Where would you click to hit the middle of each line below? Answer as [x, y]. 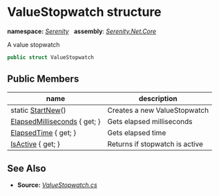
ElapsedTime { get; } [44, 132]
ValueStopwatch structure [84, 12]
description [158, 98]
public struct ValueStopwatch [51, 57]
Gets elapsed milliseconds [150, 121]
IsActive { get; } [36, 144]
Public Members [43, 79]
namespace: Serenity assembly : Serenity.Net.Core [82, 31]
